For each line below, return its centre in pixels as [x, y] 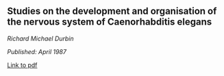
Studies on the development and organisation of [112, 11]
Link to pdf [22, 65]
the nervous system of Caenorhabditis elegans [110, 22]
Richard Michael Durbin [40, 38]
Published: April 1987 [37, 51]
